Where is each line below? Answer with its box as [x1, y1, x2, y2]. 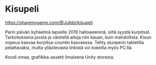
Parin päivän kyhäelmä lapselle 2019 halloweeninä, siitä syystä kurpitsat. [5, 29, 151, 35]
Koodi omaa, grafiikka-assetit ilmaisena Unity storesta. [5, 54, 115, 60]
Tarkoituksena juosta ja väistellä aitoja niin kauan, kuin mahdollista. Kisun [5, 34, 152, 40]
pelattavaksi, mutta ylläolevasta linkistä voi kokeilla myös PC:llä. [5, 44, 133, 50]
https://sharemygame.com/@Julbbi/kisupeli [5, 20, 93, 25]
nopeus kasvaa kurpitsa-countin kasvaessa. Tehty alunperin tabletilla [5, 39, 144, 45]
